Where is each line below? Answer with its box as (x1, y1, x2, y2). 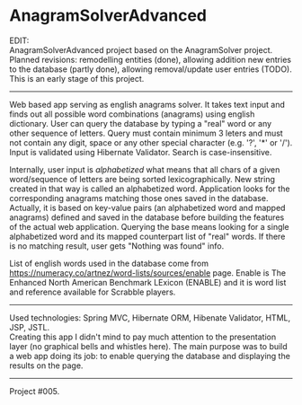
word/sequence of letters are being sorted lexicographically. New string (9, 173, 276, 184)
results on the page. (9, 360, 84, 371)
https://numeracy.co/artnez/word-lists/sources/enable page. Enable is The (9, 267, 286, 278)
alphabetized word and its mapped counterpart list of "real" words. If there (9, 231, 286, 242)
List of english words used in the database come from (9, 258, 209, 269)
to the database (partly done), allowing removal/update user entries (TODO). (9, 64, 292, 75)
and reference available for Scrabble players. (9, 286, 176, 297)
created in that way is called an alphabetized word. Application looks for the (9, 183, 290, 194)
